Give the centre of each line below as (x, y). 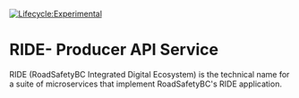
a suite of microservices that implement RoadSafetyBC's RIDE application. (145, 84)
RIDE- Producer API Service (114, 50)
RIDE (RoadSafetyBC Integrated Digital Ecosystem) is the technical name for (149, 74)
